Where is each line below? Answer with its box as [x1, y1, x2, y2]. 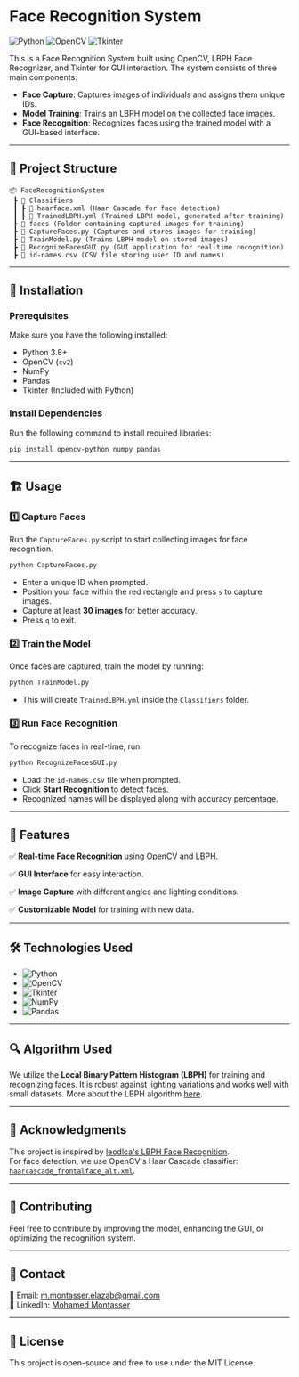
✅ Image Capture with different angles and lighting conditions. [9, 886, 239, 897]
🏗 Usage [9, 479, 62, 493]
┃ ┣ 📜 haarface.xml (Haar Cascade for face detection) [12, 203, 221, 213]
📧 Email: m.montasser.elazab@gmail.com [9, 1290, 160, 1301]
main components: [9, 71, 77, 82]
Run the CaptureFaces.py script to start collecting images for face [9, 534, 248, 545]
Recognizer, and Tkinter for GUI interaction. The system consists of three [9, 62, 278, 73]
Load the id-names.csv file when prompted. [21, 774, 181, 785]
